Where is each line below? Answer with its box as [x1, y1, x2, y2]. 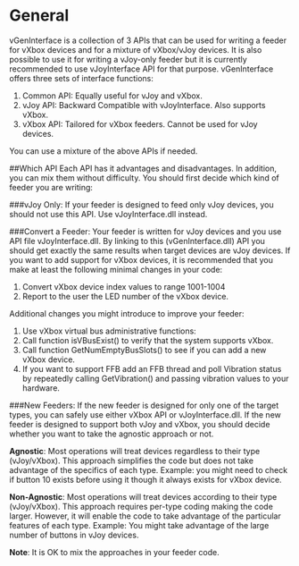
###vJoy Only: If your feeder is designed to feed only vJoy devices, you [9, 199, 274, 210]
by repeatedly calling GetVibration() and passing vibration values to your [21, 373, 289, 384]
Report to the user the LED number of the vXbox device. [21, 291, 229, 301]
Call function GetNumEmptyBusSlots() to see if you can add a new [21, 344, 267, 355]
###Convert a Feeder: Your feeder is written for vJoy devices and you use [9, 225, 282, 237]
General [9, 5, 70, 26]
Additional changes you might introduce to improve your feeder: [9, 308, 245, 318]
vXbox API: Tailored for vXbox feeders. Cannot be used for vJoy [21, 118, 258, 130]
